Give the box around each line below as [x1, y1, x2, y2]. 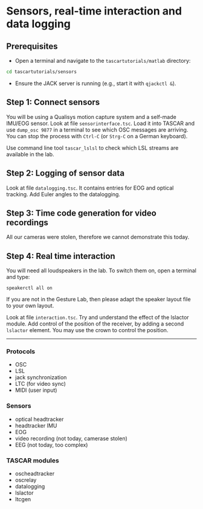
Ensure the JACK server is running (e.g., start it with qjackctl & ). [14, 80, 176, 87]
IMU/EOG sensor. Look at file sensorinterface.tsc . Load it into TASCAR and [6, 120, 195, 127]
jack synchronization [14, 374, 67, 381]
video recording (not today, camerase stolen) [14, 435, 128, 442]
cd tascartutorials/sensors [6, 69, 77, 75]
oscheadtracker [14, 470, 55, 478]
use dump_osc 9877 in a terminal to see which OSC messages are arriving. [6, 126, 188, 133]
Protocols [6, 347, 36, 356]
